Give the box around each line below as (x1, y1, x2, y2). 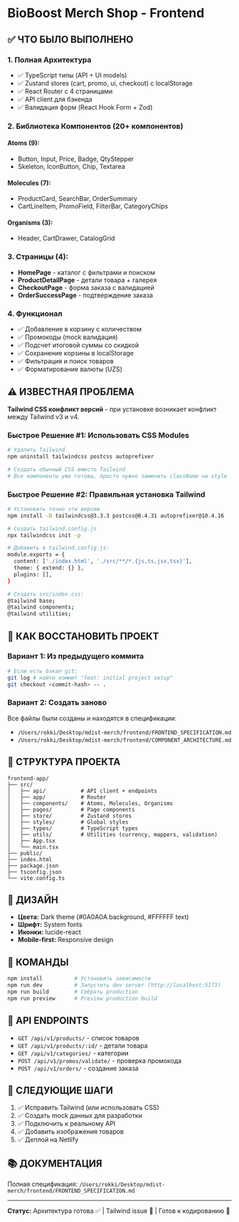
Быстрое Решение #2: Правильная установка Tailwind (7, 490, 206, 499)
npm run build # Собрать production (7, 988, 139, 995)
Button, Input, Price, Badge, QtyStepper (17, 155, 134, 163)
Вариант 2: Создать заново (7, 698, 107, 708)
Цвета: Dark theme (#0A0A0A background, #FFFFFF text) (17, 913, 189, 921)
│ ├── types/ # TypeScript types (7, 824, 139, 832)
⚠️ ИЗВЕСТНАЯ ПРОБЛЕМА (7, 386, 135, 398)
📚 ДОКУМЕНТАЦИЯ (7, 1157, 102, 1169)
